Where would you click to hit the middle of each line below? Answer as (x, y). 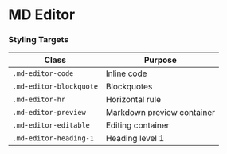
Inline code (126, 73)
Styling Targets (39, 40)
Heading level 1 (135, 139)
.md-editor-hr (39, 100)
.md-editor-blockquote (55, 87)
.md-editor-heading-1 (53, 138)
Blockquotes (129, 87)
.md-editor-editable (51, 126)
